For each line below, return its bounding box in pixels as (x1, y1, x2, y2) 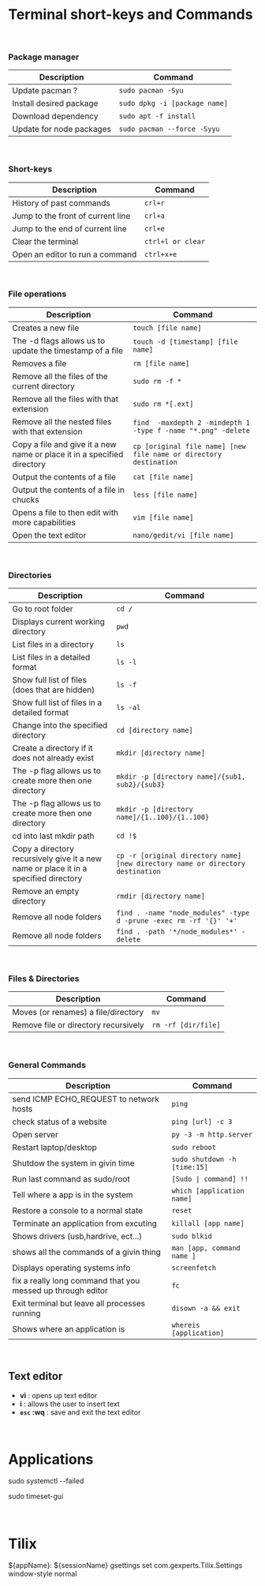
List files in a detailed (12, 652, 91, 663)
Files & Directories (8, 973, 80, 984)
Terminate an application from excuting (12, 1218, 158, 1229)
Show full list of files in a (12, 697, 103, 708)
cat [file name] (132, 472, 194, 481)
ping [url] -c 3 (171, 1117, 233, 1126)
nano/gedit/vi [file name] (132, 531, 234, 539)
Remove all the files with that (12, 393, 118, 404)
